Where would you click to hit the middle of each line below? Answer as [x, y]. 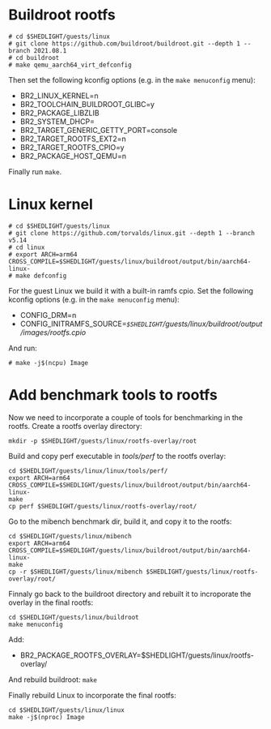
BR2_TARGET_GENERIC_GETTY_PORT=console [99, 130]
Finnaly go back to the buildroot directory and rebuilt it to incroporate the [130, 594]
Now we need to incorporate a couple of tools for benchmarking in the [126, 417]
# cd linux [27, 247]
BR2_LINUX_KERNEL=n [59, 96]
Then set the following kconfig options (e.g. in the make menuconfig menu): [132, 79]
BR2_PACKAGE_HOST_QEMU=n [73, 156]
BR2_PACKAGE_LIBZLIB [59, 113]
